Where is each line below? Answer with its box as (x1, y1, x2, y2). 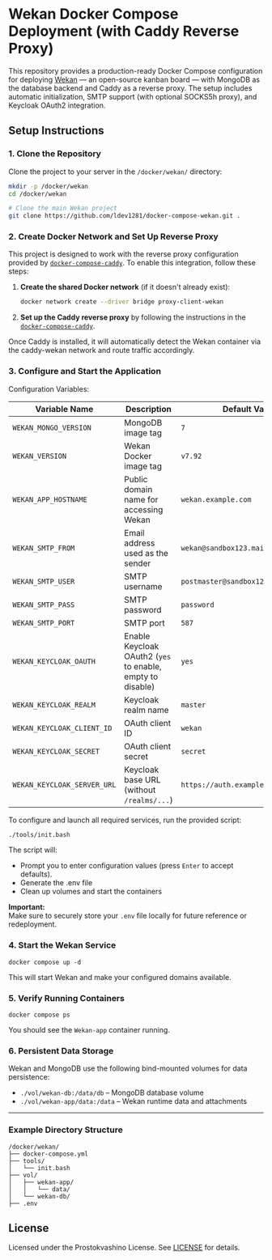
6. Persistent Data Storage (8, 1045, 114, 1056)
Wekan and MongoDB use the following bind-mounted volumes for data (8, 1063, 248, 1073)
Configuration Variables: (8, 384, 90, 393)
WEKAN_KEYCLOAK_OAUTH (12, 656, 96, 666)
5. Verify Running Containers (8, 992, 125, 1003)
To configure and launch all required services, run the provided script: (8, 815, 242, 825)
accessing (124, 503, 164, 515)
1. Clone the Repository (8, 148, 101, 159)
